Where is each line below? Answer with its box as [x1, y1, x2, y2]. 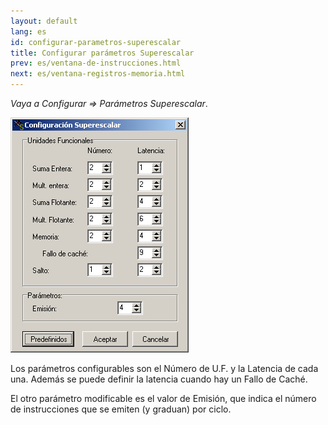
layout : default [10, 16, 78, 26]
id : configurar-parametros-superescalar [10, 37, 182, 47]
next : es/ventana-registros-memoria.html [10, 69, 186, 79]
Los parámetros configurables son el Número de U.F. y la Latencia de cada [10, 363, 319, 374]
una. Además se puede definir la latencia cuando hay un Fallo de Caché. [10, 373, 308, 385]
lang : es [10, 26, 47, 37]
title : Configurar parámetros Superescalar [10, 48, 195, 58]
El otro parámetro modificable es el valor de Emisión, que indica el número [10, 393, 317, 404]
